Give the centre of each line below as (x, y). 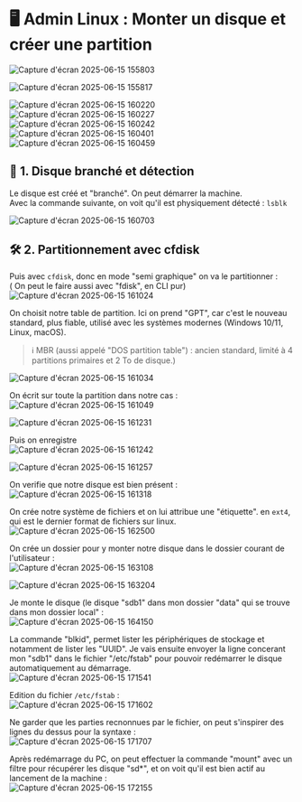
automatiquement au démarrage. (70, 667)
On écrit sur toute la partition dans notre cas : (94, 395)
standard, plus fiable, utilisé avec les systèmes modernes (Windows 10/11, (146, 322)
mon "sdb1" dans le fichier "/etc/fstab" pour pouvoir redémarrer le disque (146, 658)
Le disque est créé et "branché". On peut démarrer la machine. (126, 193)
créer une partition (81, 45)
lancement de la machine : (58, 778)
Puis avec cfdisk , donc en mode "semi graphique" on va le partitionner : (144, 276)
